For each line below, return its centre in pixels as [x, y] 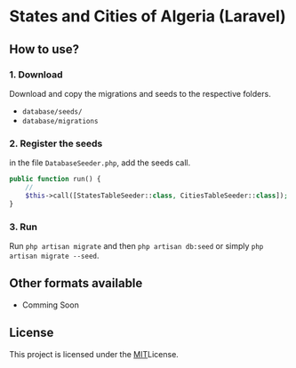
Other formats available [76, 283]
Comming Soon [51, 305]
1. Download [36, 75]
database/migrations [60, 121]
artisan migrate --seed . [54, 255]
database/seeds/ [52, 112]
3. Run [24, 227]
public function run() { [55, 180]
